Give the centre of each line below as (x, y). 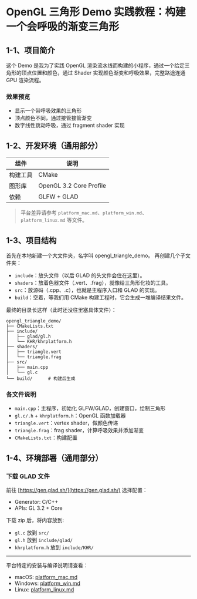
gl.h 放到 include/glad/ (44, 540)
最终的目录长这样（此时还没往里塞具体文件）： (61, 309)
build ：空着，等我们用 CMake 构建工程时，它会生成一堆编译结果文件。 (100, 297)
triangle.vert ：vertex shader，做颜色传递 (66, 423)
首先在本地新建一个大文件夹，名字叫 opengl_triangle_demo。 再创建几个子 (96, 255)
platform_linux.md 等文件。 (54, 220)
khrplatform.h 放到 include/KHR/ (54, 547)
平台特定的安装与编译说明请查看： (47, 565)
